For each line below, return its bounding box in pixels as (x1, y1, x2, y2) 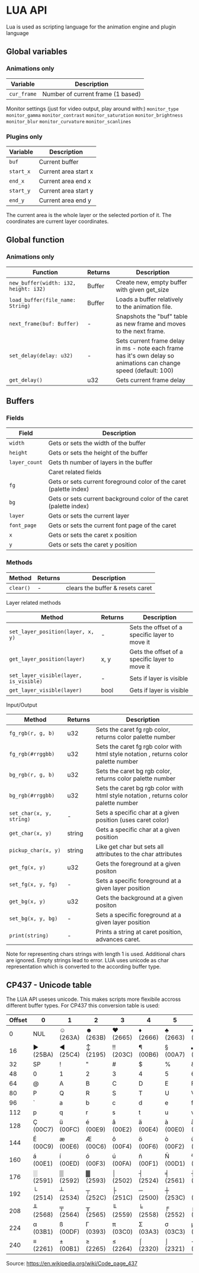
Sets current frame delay (115, 336, 185, 344)
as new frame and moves (115, 320, 186, 328)
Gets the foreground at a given (95, 859, 181, 867)
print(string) (9, 932, 49, 939)
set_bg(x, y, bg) (9, 915, 58, 922)
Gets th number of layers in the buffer (48, 458, 153, 467)
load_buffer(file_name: (9, 296, 76, 303)
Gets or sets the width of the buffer (48, 439, 146, 448)
